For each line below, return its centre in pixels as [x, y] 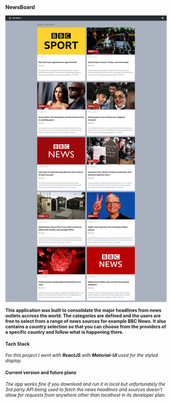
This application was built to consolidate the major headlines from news [83, 310]
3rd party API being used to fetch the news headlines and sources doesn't [84, 389]
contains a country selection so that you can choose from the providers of [86, 327]
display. [14, 361]
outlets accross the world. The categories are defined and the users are [83, 316]
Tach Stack [17, 344]
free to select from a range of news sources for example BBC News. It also [86, 321]
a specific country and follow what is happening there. [64, 332]
